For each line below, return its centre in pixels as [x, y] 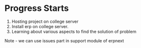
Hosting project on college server [45, 21]
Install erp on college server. [40, 26]
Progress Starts [37, 8]
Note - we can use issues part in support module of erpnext [64, 40]
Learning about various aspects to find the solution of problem [74, 31]
